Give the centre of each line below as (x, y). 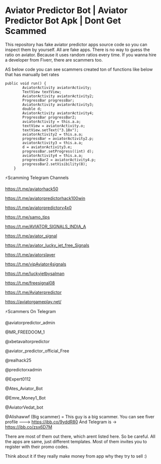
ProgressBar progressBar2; (50, 117)
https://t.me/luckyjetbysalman (35, 273)
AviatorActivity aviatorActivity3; (58, 104)
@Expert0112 (18, 379)
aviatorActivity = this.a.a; (52, 121)
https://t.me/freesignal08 (30, 283)
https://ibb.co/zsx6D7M (29, 427)
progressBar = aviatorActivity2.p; (58, 138)
